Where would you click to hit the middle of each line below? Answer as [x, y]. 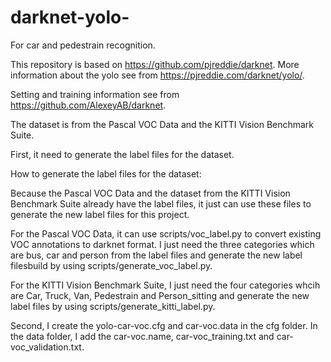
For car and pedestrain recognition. [83, 45]
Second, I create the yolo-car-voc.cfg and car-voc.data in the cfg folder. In [164, 325]
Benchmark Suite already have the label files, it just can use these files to [161, 203]
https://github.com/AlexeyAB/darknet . [88, 105]
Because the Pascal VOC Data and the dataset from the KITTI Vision [150, 193]
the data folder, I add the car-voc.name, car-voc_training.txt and [142, 336]
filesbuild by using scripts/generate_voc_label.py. [111, 265]
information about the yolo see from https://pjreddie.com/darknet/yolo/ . [157, 75]
